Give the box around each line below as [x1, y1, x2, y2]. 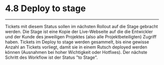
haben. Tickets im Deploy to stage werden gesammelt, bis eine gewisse [5, 39, 149, 45]
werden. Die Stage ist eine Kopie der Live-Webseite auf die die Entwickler [5, 29, 153, 34]
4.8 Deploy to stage [5, 3, 86, 14]
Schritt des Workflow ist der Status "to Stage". [5, 54, 98, 60]
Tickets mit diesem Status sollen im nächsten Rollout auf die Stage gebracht [5, 23, 158, 29]
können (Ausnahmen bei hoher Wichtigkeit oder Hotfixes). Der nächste [5, 49, 147, 55]
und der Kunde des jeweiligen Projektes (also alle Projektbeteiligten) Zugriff [5, 33, 157, 39]
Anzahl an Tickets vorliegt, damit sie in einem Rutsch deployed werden [5, 44, 147, 50]
